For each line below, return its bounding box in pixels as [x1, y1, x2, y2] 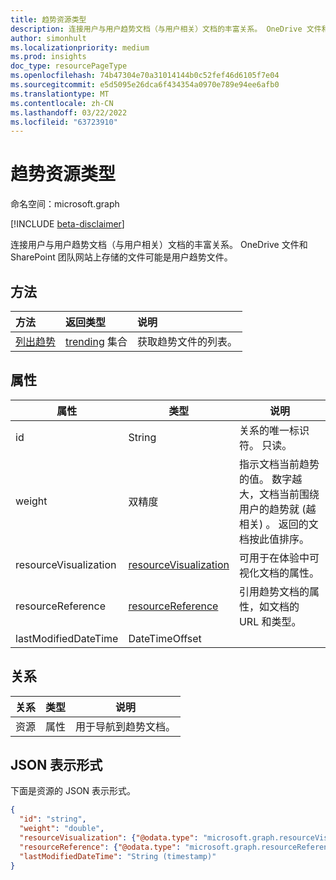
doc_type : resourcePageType [10, 61, 128, 71]
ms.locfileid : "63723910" [10, 117, 118, 127]
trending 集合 [65, 335, 128, 348]
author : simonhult [10, 33, 87, 43]
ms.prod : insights [10, 52, 87, 62]
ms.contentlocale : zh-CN [10, 98, 114, 108]
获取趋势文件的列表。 [137, 335, 238, 348]
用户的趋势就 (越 [238, 502, 317, 516]
